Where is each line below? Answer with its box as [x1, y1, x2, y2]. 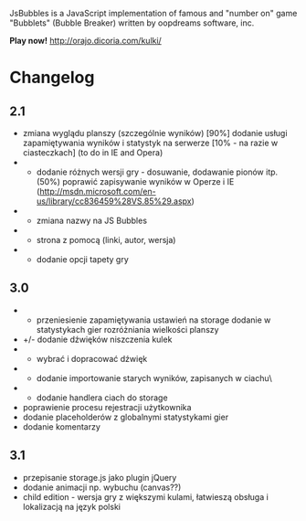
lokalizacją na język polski [22, 501, 121, 512]
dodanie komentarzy [22, 420, 100, 432]
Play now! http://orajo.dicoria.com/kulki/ [9, 36, 162, 46]
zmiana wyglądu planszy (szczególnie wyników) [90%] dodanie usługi [22, 128, 288, 138]
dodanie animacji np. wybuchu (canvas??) [22, 482, 182, 493]
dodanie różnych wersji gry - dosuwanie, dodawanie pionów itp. [36, 166, 279, 177]
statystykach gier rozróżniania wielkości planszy [36, 324, 219, 335]
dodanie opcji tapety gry [36, 254, 130, 264]
